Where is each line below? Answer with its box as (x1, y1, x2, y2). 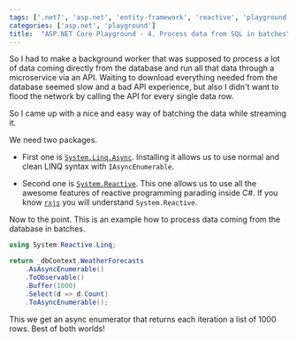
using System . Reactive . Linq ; (9, 240, 117, 250)
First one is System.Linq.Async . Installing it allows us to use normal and (21, 152, 280, 163)
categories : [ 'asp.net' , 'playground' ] (9, 21, 156, 30)
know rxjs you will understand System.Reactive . (21, 197, 198, 208)
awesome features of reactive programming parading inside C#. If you (21, 187, 278, 199)
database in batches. (9, 224, 86, 234)
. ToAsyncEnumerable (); (25, 298, 109, 307)
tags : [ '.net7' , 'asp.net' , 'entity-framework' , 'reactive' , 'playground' (9, 12, 291, 22)
